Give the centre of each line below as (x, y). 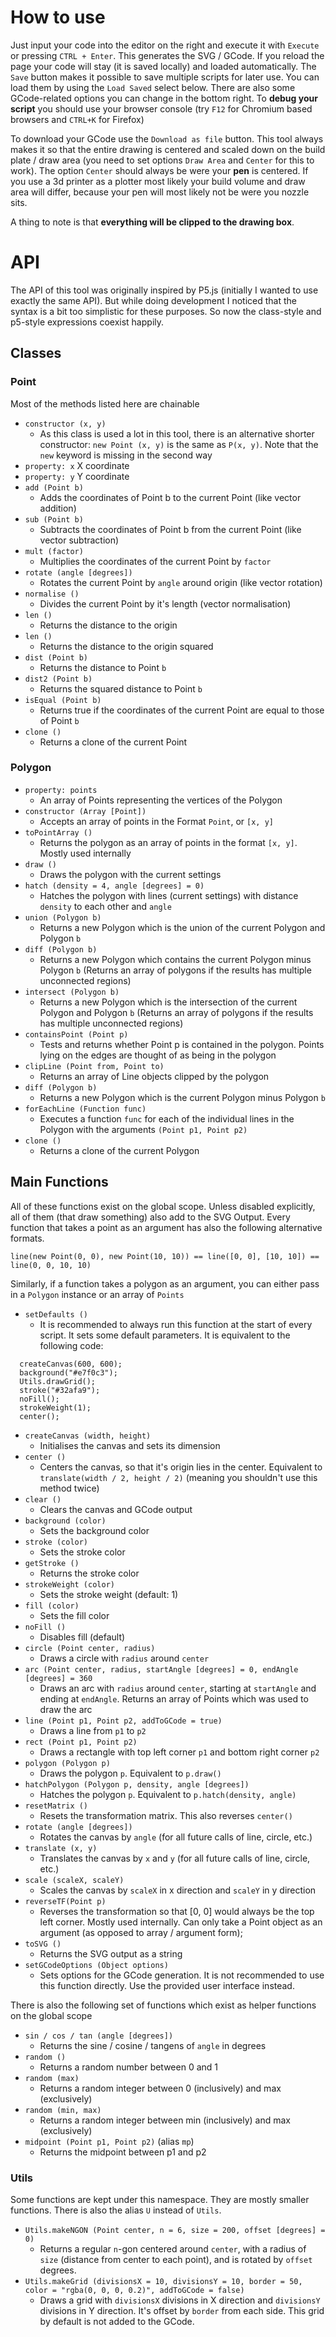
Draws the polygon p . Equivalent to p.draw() (130, 1773)
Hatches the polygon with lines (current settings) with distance (169, 895)
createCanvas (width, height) (88, 1436)
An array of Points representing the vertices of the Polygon (161, 800)
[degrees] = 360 (58, 1678)
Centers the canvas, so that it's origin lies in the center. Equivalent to (181, 1467)
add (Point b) (54, 487)
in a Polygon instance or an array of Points (97, 1294)
